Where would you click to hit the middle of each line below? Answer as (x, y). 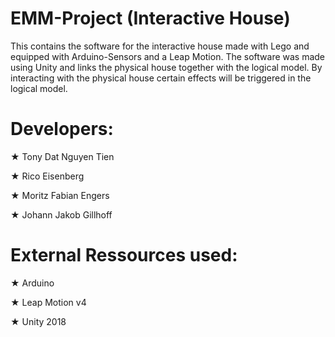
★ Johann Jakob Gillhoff (61, 214)
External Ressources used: (124, 255)
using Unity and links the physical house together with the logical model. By (166, 67)
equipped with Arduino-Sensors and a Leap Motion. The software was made (168, 56)
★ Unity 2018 (38, 321)
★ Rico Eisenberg (47, 176)
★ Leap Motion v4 (48, 302)
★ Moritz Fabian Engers (60, 195)
